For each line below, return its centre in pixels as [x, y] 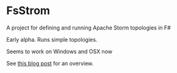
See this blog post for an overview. [50, 63]
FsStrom [28, 11]
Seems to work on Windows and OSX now [60, 51]
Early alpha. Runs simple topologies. [52, 39]
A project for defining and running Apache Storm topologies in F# [88, 28]
